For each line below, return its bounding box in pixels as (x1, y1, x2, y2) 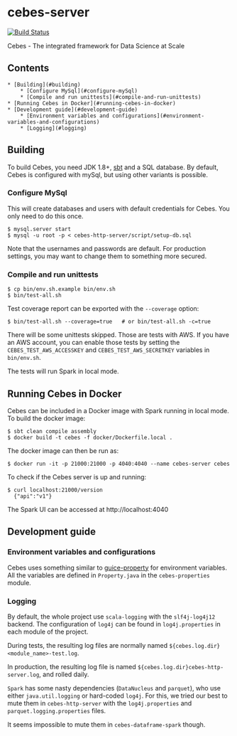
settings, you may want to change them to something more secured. (7, 252, 207, 260)
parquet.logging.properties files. (7, 706, 106, 715)
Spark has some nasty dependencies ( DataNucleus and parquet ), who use (7, 683, 221, 692)
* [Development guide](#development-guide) (7, 106, 138, 113)
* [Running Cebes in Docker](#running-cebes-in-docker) (7, 100, 176, 107)
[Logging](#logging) (26, 124, 87, 132)
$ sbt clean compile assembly (7, 427, 97, 434)
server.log (7, 671, 40, 678)
